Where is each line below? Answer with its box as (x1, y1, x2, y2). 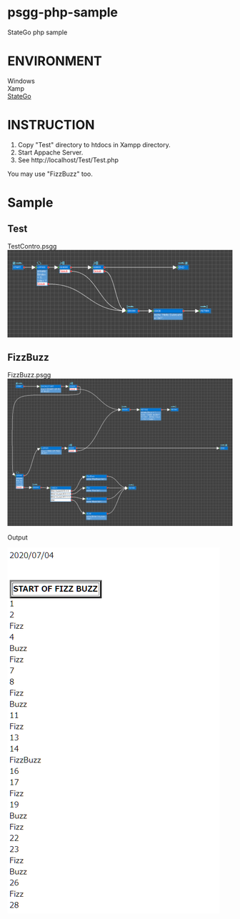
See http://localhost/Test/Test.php (17, 155, 119, 164)
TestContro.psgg (7, 242, 57, 250)
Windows (7, 76, 36, 85)
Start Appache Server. (17, 148, 84, 157)
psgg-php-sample (7, 4, 119, 21)
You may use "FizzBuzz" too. (7, 169, 93, 178)
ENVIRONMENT (7, 53, 102, 69)
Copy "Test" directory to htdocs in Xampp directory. (17, 140, 171, 149)
